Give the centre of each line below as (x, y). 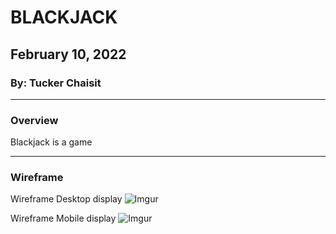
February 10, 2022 (68, 54)
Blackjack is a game (51, 142)
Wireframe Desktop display (66, 199)
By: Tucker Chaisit (56, 83)
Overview (34, 120)
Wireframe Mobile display (63, 218)
